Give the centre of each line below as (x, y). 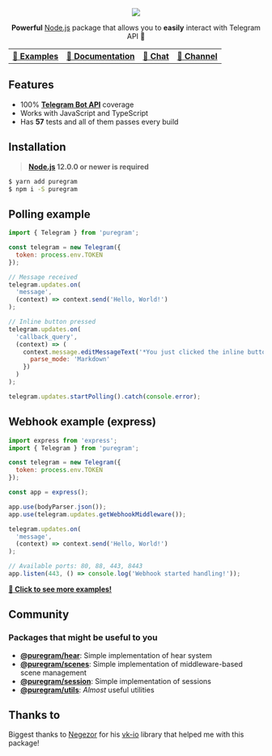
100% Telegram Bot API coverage (77, 104)
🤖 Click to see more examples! (60, 589)
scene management (53, 673)
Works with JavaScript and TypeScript (84, 113)
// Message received (43, 277)
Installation (37, 147)
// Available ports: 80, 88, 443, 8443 (76, 567)
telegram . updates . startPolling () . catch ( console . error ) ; (104, 397)
